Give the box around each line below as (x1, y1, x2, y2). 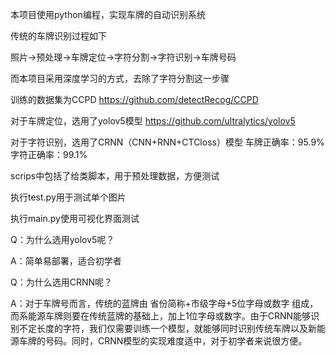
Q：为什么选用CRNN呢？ (10, 276, 113, 288)
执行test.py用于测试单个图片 (10, 191, 127, 203)
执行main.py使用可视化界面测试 (10, 213, 140, 224)
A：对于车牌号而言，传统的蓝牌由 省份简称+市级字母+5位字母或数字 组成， (10, 298, 319, 309)
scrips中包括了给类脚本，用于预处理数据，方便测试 (10, 170, 220, 182)
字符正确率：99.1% (10, 149, 88, 160)
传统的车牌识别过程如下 (10, 30, 107, 42)
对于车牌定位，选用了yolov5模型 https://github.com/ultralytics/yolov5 (10, 115, 296, 127)
